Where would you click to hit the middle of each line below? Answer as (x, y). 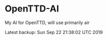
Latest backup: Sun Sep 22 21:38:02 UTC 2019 (54, 32)
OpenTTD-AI (32, 9)
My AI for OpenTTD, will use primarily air (47, 22)
